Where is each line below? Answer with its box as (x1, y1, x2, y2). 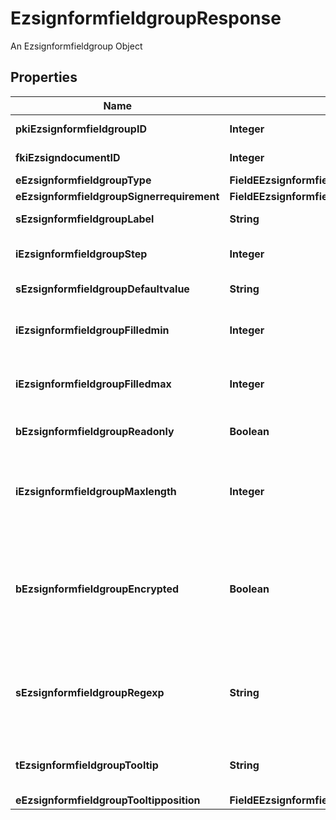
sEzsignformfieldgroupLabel (15, 212, 155, 226)
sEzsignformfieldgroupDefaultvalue (15, 282, 190, 296)
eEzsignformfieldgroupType (15, 173, 152, 187)
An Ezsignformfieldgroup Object (10, 40, 143, 52)
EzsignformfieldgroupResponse (10, 7, 282, 30)
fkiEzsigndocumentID (15, 150, 121, 164)
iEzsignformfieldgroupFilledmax (15, 377, 172, 391)
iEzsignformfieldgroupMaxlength (15, 484, 177, 498)
